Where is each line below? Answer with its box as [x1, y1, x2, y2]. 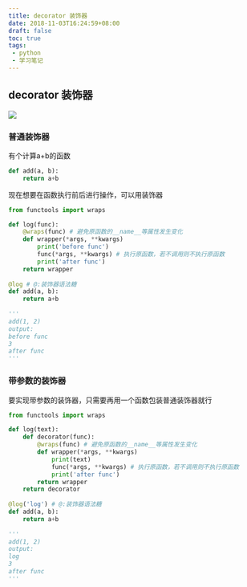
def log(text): [8, 426, 59, 434]
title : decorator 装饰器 [8, 11, 88, 20]
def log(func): [8, 220, 59, 229]
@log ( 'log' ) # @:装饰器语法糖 [8, 500, 102, 508]
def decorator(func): [22, 433, 95, 442]
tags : [8, 42, 26, 50]
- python [11, 49, 42, 57]
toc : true [8, 34, 42, 43]
